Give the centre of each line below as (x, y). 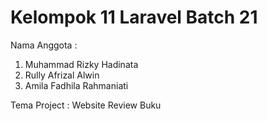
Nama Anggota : (44, 45)
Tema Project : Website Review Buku (86, 105)
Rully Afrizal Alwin (62, 75)
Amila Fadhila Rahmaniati (76, 85)
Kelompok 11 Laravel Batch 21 (134, 17)
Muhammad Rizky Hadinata (81, 64)
